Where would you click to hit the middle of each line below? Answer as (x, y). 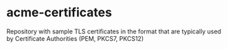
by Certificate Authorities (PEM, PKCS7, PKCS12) (75, 38)
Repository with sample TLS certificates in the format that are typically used (114, 31)
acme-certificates (59, 13)
